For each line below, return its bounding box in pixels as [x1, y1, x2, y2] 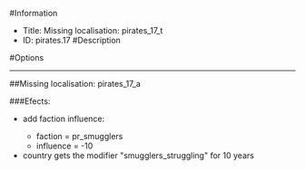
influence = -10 [35, 140, 93, 151]
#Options [9, 52, 44, 62]
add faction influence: [22, 113, 105, 124]
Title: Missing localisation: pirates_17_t [22, 25, 163, 35]
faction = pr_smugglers [35, 131, 123, 141]
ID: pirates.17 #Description [22, 35, 121, 45]
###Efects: [9, 96, 51, 107]
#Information [9, 8, 58, 18]
